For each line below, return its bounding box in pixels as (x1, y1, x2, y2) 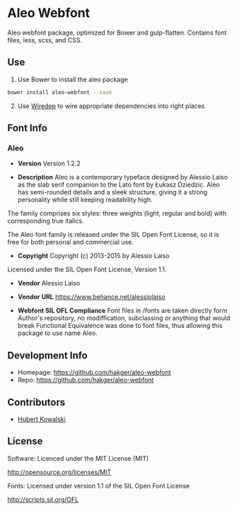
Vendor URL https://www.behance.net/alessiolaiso (17, 293, 166, 301)
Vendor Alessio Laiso (17, 279, 81, 288)
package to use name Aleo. (17, 329, 98, 337)
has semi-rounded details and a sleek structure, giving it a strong (17, 188, 208, 196)
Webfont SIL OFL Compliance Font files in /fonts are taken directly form (17, 306, 228, 315)
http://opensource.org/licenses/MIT (7, 468, 112, 476)
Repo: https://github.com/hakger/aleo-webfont (17, 376, 154, 384)
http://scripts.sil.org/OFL (7, 495, 79, 503)
